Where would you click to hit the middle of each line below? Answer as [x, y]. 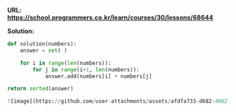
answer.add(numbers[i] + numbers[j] [98, 76]
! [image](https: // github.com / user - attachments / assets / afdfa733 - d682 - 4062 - [119, 101]
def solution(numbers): [42, 44]
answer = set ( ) [44, 50]
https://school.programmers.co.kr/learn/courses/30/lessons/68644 [110, 17]
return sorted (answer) [40, 89]
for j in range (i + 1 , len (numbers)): [86, 69]
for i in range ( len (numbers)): [66, 63]
